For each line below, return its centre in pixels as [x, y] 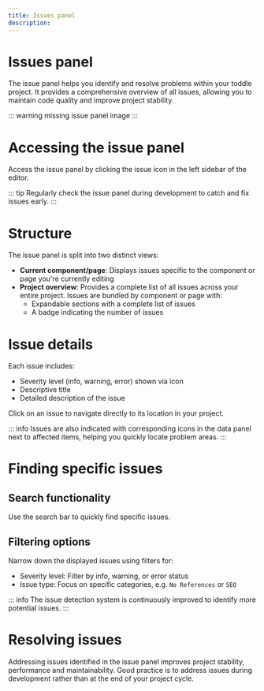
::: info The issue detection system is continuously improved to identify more [132, 599]
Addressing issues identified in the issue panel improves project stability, [126, 662]
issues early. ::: [33, 201]
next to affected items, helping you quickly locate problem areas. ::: [117, 437]
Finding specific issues [86, 469]
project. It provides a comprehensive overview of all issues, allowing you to [130, 92]
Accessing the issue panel [97, 148]
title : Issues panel [42, 15]
